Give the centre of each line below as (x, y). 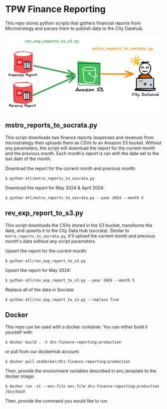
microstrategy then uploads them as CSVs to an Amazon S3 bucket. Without (83, 142)
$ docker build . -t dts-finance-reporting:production (63, 342)
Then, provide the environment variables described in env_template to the (81, 371)
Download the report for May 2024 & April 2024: (55, 187)
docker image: (20, 376)
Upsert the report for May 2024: (38, 270)
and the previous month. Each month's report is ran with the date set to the (82, 153)
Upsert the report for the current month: (46, 250)
